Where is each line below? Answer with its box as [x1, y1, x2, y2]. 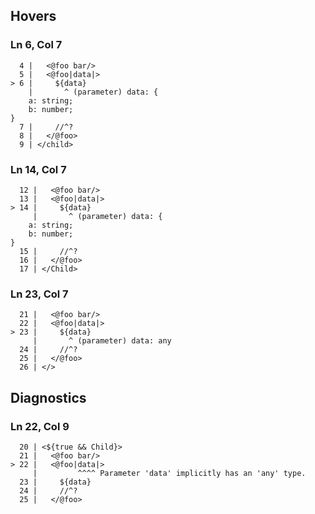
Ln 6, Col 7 [10, 38, 63, 52]
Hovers [10, 8, 57, 25]
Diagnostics [10, 389, 87, 406]
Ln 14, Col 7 [10, 162, 67, 176]
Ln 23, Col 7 [10, 287, 69, 301]
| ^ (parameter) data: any [32, 336, 172, 346]
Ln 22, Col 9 [10, 419, 70, 433]
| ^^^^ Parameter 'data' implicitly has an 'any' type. [32, 468, 307, 478]
